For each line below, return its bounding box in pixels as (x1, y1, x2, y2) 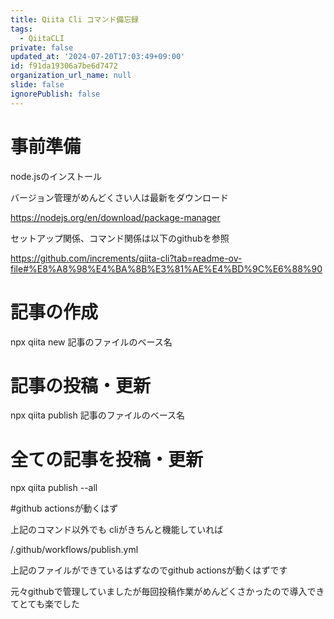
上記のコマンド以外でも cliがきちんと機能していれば (10, 524, 224, 536)
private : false (10, 42, 74, 53)
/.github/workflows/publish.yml (10, 544, 139, 556)
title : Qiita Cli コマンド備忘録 (10, 14, 139, 25)
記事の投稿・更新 (10, 374, 152, 397)
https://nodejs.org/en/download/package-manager (10, 211, 221, 223)
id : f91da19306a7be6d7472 (10, 61, 118, 71)
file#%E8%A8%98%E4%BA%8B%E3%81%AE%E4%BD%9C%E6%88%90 (10, 262, 323, 275)
